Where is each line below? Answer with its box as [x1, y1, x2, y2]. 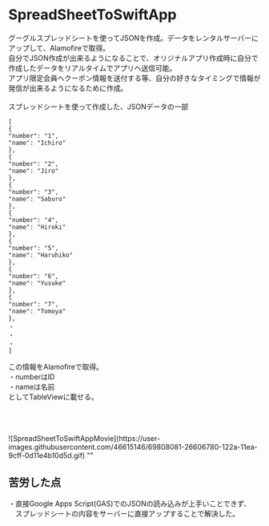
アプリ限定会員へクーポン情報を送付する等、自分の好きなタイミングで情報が [8, 73, 261, 83]
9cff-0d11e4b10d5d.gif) [8, 451, 86, 460]
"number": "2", [8, 160, 59, 168]
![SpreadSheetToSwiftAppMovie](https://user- [8, 433, 161, 443]
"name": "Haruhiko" [8, 251, 74, 259]
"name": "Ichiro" [8, 139, 66, 147]
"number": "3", [8, 188, 59, 196]
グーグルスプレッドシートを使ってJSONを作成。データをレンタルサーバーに [8, 33, 259, 42]
